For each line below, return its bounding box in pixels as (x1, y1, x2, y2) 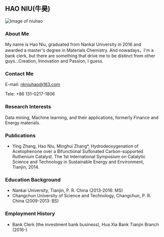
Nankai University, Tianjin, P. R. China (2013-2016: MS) (12, 187, 123, 193)
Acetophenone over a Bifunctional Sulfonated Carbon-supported (12, 148, 143, 154)
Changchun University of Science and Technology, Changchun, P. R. (12, 193, 151, 199)
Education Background (5, 176, 61, 183)
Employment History (5, 210, 55, 217)
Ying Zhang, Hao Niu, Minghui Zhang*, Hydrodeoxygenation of (12, 143, 139, 149)
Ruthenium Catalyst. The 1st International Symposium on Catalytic (12, 154, 146, 159)
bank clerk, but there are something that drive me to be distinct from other (5, 53, 156, 59)
